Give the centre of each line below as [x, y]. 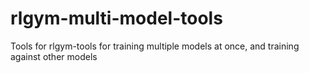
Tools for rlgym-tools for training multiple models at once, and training [155, 46]
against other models [54, 56]
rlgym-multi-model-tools [116, 18]
